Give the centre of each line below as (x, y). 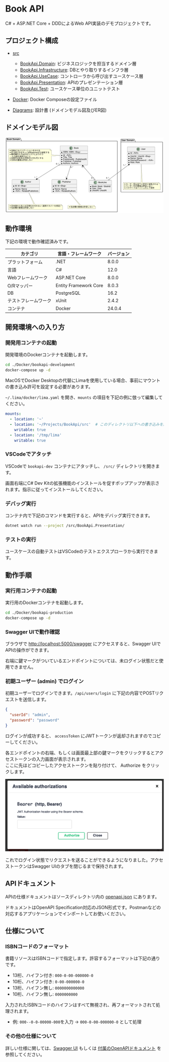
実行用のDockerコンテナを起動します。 (46, 602)
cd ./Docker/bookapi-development (40, 365)
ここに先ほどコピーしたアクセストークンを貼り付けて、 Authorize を (76, 765)
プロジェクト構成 (32, 41)
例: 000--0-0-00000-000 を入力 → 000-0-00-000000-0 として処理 (77, 1022)
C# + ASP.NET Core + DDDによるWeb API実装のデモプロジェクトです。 (79, 23)
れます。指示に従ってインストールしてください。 (55, 489)
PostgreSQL (68, 293)
